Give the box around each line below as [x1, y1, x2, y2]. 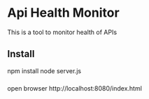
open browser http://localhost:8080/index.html [7, 84, 142, 92]
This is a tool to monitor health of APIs [7, 28, 118, 36]
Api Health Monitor [7, 5, 120, 21]
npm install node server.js [7, 66, 82, 75]
